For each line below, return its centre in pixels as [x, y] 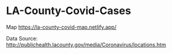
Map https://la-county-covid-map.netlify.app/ [61, 27]
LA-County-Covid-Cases [69, 11]
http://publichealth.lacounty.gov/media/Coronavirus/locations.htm [86, 45]
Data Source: [22, 38]
